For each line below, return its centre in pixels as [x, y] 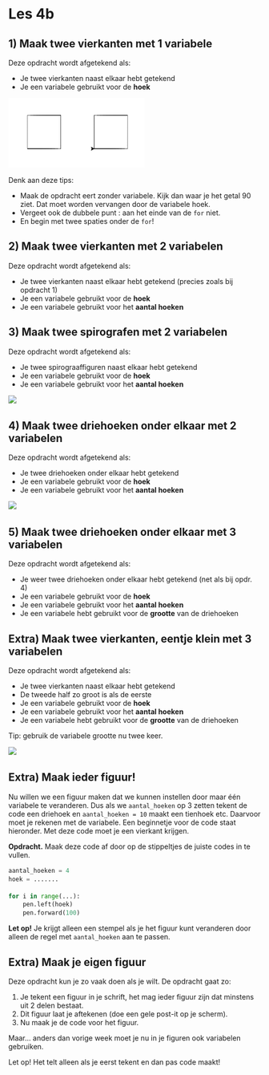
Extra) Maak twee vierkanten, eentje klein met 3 [130, 639]
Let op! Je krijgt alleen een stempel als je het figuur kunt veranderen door [130, 928]
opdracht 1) [39, 290]
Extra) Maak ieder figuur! [72, 778]
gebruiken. [26, 1046]
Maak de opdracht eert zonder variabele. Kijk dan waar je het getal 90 [135, 196]
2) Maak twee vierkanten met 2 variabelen [116, 247]
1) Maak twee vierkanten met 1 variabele [110, 44]
